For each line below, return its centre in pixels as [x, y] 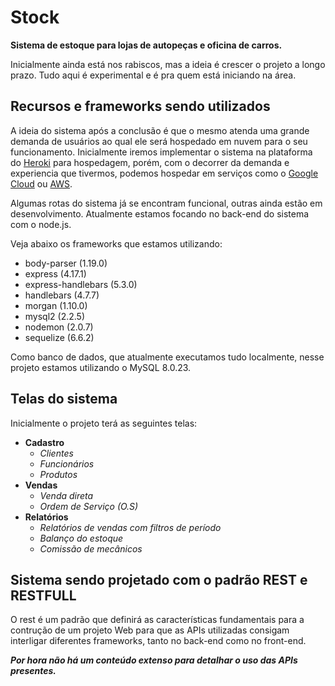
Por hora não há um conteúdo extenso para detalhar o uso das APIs [154, 660]
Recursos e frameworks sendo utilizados [140, 106]
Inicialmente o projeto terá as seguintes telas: [104, 423]
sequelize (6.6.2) [59, 337]
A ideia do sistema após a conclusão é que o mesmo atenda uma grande [160, 130]
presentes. [33, 671]
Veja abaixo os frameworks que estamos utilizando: [116, 243]
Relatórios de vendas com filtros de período [130, 527]
